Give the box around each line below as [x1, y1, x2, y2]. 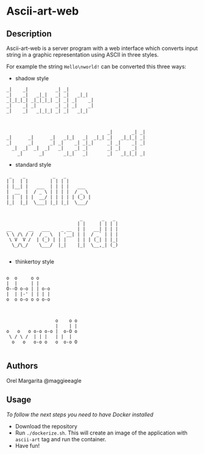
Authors [6, 361, 38, 371]
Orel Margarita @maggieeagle [6, 377, 82, 384]
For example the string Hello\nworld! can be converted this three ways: [6, 63, 187, 70]
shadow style [15, 75, 49, 82]
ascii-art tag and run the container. [15, 435, 107, 442]
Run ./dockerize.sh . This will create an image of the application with [15, 429, 188, 436]
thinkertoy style [15, 258, 55, 265]
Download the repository [15, 422, 78, 430]
